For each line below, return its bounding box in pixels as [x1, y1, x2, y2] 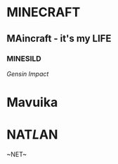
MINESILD [6, 54, 41, 64]
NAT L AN [6, 127, 58, 143]
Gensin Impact [6, 69, 49, 78]
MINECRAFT [6, 4, 81, 20]
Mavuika [6, 95, 58, 110]
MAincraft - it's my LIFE [6, 33, 112, 45]
